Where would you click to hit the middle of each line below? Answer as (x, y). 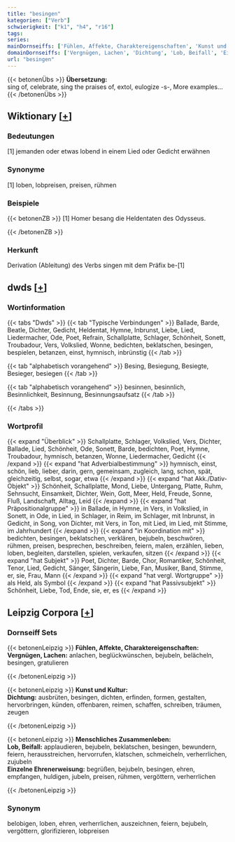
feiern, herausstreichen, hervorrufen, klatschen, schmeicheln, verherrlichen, (117, 754)
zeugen (18, 712)
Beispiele (23, 203)
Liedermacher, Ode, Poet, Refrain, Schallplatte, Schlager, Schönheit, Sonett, (116, 338)
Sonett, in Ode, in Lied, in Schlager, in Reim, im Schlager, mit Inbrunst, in (111, 516)
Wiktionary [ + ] (40, 116)
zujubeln (20, 762)
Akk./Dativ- (211, 479)
